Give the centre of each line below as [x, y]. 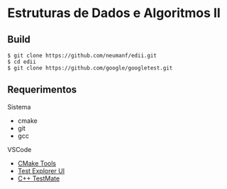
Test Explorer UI [41, 171]
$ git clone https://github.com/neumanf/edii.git [82, 55]
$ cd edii [22, 62]
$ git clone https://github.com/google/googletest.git [90, 68]
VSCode [20, 149]
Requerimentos [42, 90]
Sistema [19, 107]
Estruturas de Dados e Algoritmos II [114, 13]
